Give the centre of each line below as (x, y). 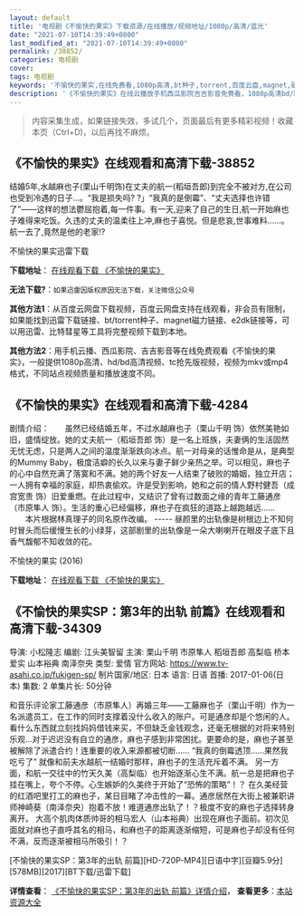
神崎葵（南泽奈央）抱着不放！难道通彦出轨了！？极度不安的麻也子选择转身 (156, 806)
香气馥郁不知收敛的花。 (53, 542)
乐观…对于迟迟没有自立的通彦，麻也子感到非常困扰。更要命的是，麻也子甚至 (152, 738)
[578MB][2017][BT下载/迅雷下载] (70, 872)
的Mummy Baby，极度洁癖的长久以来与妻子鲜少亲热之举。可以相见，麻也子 (150, 462)
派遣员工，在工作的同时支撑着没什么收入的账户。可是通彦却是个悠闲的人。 (156, 716)
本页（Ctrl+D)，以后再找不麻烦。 (93, 131)
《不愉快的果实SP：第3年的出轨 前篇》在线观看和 (147, 611)
